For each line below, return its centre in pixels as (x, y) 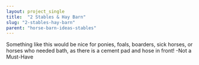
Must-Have (20, 57)
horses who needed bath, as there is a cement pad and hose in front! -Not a (99, 51)
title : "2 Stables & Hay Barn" (46, 17)
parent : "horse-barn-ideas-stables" (51, 28)
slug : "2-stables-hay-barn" (41, 22)
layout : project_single (36, 11)
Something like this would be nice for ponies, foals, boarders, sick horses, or (99, 45)
